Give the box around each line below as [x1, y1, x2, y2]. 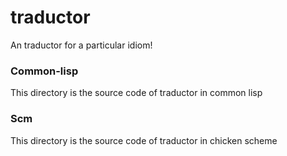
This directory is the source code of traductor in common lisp [10, 87, 263, 99]
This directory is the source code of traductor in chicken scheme [10, 134, 278, 146]
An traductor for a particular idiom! [10, 39, 153, 51]
